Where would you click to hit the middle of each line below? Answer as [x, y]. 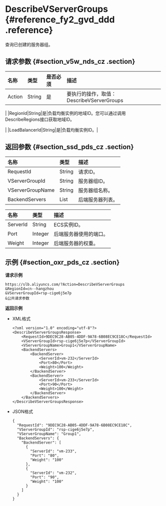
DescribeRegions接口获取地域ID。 [40, 119]
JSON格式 [23, 411]
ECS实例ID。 [68, 225]
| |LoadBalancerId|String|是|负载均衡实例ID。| [52, 130]
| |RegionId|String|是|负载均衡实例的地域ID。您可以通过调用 [65, 113]
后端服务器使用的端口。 [81, 234]
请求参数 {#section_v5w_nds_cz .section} [70, 62]
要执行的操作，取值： [91, 94]
